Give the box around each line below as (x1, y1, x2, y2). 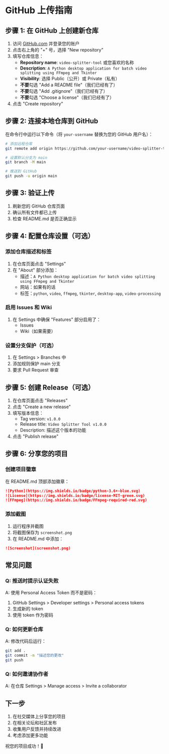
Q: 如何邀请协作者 (5, 670, 49, 677)
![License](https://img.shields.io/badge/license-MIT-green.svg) (5, 493, 145, 498)
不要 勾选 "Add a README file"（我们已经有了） (20, 82, 118, 88)
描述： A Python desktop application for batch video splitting (20, 273, 155, 279)
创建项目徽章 (5, 466, 37, 473)
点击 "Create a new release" (12, 404, 71, 410)
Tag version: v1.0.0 (20, 415, 61, 421)
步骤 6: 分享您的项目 (5, 450, 68, 458)
